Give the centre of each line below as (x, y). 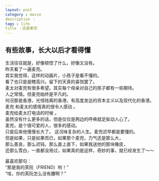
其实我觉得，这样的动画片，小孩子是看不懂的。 (53, 75)
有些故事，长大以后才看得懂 (48, 50)
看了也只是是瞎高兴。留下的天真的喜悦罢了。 (51, 81)
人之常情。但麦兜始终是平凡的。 (38, 94)
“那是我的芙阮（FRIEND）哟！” (37, 167)
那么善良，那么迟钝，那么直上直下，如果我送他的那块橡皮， (66, 144)
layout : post (19, 10)
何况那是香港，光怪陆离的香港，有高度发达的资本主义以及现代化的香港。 (79, 100)
